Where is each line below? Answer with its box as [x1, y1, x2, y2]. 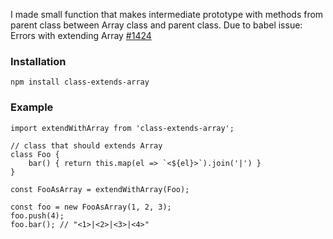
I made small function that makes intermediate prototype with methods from [10, 9, 324, 20]
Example [10, 100, 54, 114]
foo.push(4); [10, 210, 65, 221]
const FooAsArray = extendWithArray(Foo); [10, 184, 190, 194]
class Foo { [10, 149, 60, 159]
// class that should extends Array [10, 140, 163, 151]
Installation [10, 54, 67, 68]
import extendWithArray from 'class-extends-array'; [10, 123, 235, 133]
